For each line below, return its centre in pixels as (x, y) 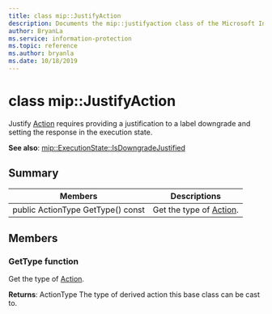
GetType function (44, 261)
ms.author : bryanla (41, 53)
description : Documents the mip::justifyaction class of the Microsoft (132, 23)
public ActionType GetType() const (79, 210)
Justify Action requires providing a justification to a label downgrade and (130, 123)
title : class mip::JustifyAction (65, 16)
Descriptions (195, 196)
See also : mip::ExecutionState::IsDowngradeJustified (97, 147)
